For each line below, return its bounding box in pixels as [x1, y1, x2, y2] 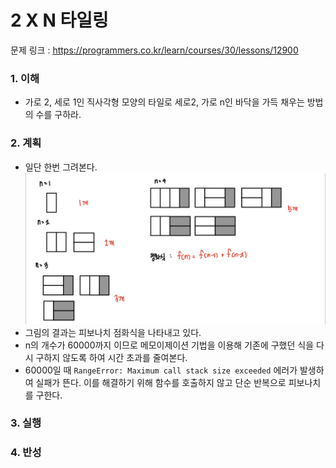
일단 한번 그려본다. [24, 161, 98, 173]
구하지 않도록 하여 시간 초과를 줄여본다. [35, 351, 188, 363]
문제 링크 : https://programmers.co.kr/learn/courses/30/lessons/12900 [10, 44, 299, 56]
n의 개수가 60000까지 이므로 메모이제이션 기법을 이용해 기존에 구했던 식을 [24, 339, 315, 351]
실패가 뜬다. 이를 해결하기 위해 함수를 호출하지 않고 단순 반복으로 [35, 376, 287, 388]
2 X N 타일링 [10, 9, 109, 32]
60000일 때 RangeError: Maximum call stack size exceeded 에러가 [24, 364, 298, 376]
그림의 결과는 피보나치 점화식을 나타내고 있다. [24, 326, 202, 338]
